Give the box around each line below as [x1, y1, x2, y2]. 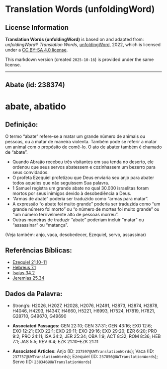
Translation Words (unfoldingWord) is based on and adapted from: [5, 36, 144, 42]
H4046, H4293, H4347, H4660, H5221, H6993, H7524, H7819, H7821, [12, 308, 156, 314]
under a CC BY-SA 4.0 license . [5, 47, 68, 53]
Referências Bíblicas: [5, 246, 72, 254]
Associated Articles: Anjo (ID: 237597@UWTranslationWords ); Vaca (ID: [12, 348, 154, 354]
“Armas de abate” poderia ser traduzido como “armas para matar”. [12, 196, 149, 202]
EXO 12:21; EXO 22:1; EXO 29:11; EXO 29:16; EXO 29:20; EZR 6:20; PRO [12, 328, 158, 334]
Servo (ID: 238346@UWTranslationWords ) [12, 359, 92, 365]
